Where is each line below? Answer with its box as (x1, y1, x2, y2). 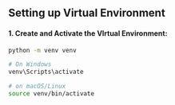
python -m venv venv (8, 46, 78, 54)
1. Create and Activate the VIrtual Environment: (8, 28, 168, 38)
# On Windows (8, 60, 52, 68)
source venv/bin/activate (8, 90, 94, 98)
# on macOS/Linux (8, 83, 66, 91)
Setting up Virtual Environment (8, 6, 165, 20)
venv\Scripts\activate (8, 68, 84, 76)
